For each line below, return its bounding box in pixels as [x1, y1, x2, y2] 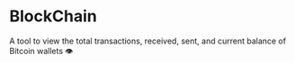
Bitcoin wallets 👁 [9, 45, 74, 56]
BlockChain [9, 6, 97, 27]
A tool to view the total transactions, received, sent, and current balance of [9, 35, 286, 46]
